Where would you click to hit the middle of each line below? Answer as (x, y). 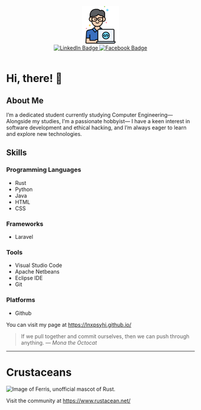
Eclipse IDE (29, 278)
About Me (25, 100)
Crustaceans (39, 372)
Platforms (21, 300)
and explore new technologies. (44, 134)
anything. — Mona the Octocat (59, 342)
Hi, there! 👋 (34, 79)
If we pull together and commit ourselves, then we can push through (105, 336)
